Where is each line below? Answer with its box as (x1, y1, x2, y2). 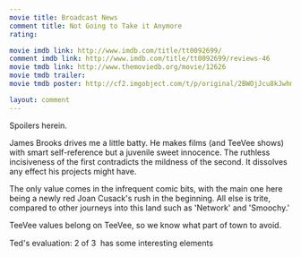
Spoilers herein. (9, 120, 67, 131)
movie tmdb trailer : (9, 71, 87, 81)
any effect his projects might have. (9, 166, 137, 176)
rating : (9, 30, 39, 39)
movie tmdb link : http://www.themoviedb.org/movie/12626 (9, 63, 227, 72)
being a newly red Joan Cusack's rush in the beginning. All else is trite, (9, 193, 271, 203)
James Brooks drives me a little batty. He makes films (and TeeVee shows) (9, 137, 285, 148)
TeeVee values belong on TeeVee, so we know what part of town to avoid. (9, 219, 282, 230)
